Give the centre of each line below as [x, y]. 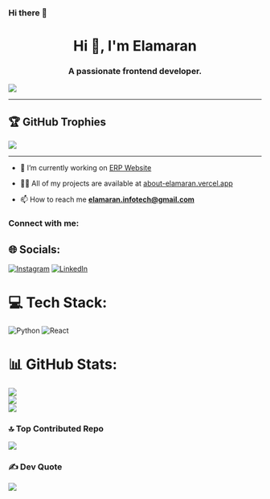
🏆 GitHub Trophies [57, 122]
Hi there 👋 [28, 13]
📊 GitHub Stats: [63, 364]
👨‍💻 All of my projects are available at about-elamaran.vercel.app [126, 183]
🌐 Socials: [35, 249]
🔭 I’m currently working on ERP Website [86, 168]
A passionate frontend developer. [135, 72]
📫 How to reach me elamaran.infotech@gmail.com [107, 199]
